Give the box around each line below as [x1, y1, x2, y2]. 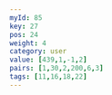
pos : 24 [9, 30, 39, 39]
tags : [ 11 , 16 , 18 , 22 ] [9, 72, 88, 81]
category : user [9, 47, 67, 56]
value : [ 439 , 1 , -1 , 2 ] [9, 55, 88, 64]
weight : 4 [9, 38, 47, 48]
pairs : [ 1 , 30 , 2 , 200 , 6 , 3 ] [9, 64, 104, 73]
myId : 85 [9, 13, 43, 23]
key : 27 [9, 22, 39, 31]
